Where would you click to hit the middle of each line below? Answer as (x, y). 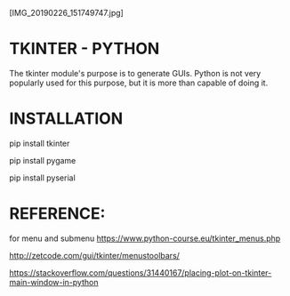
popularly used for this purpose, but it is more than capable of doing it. (139, 83)
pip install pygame (43, 160)
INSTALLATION (66, 119)
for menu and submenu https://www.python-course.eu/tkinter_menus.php (145, 238)
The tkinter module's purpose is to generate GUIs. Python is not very (135, 73)
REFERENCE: (57, 214)
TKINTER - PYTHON (85, 49)
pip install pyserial (42, 178)
